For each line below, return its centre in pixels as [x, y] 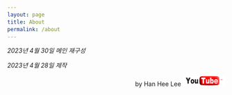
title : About [26, 22]
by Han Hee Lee [158, 84]
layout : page [26, 15]
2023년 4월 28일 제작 [37, 65]
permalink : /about [34, 29]
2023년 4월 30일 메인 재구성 [46, 51]
